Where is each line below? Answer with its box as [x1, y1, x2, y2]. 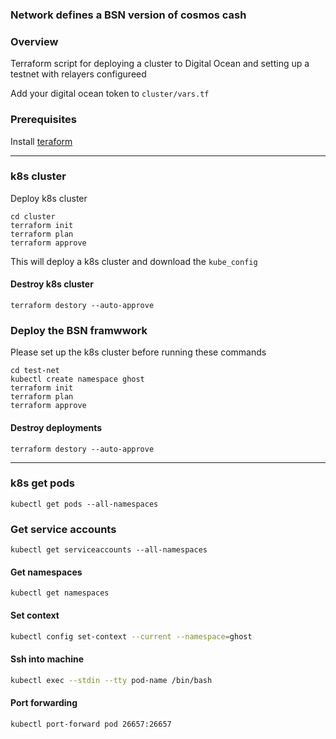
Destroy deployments [10, 421, 103, 433]
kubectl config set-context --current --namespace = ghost [10, 631, 253, 642]
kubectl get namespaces [10, 588, 110, 598]
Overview [10, 34, 59, 48]
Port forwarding [10, 697, 78, 709]
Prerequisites [10, 113, 77, 127]
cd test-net [10, 366, 60, 376]
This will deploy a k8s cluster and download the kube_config [10, 255, 258, 267]
